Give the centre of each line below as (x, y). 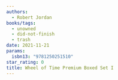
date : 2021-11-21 (28, 46)
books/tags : (21, 23)
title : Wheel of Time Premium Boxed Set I (60, 68)
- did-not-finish (33, 34)
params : (16, 51)
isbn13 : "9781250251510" (43, 57)
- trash (21, 40)
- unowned (24, 29)
